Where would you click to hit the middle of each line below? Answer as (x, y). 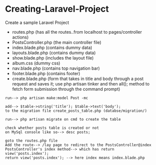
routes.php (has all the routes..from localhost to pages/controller (77, 32)
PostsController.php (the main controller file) (57, 42)
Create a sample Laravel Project (37, 22)
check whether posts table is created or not (52, 128)
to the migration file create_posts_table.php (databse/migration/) (76, 111)
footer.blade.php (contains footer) (46, 73)
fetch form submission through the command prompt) (66, 89)
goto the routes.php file (31, 141)
